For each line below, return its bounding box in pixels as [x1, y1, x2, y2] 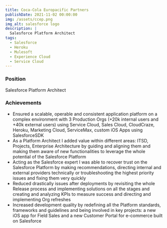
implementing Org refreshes [12, 196, 71, 202]
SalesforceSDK [12, 132, 44, 138]
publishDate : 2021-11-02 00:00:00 [5, 12, 78, 17]
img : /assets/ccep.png [5, 17, 53, 22]
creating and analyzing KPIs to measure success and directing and [12, 191, 151, 197]
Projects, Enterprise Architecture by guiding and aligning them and [12, 143, 151, 149]
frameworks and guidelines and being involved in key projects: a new [12, 207, 156, 213]
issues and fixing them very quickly [12, 175, 87, 181]
